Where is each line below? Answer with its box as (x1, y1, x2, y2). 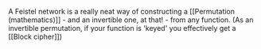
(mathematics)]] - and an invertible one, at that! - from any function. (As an (8, 15, 254, 24)
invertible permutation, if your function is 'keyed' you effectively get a (8, 24, 236, 32)
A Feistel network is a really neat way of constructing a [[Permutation (8, 7, 236, 16)
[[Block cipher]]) (8, 32, 62, 41)
